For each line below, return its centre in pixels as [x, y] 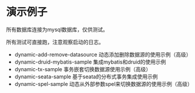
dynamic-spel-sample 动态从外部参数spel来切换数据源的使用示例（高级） [103, 84]
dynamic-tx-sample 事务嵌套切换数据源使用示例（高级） [83, 69]
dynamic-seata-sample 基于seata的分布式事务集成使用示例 [86, 77]
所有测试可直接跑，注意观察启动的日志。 [55, 42]
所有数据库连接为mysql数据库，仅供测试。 [57, 29]
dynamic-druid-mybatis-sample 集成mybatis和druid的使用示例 [90, 62]
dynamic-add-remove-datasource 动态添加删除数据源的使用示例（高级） [103, 54]
